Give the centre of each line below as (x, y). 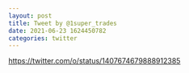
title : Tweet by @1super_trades (63, 23)
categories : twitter (43, 38)
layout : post (30, 16)
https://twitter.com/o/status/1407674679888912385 (94, 61)
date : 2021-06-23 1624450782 (57, 30)
